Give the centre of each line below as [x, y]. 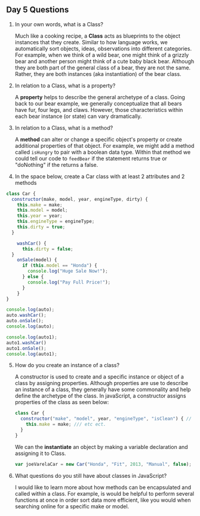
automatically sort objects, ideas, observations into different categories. [103, 48]
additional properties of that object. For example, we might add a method [104, 145]
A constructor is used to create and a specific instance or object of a [99, 377]
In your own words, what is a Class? [59, 24]
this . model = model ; [42, 210]
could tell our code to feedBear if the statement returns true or [91, 158]
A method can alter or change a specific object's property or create [98, 139]
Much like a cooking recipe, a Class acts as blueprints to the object [98, 36]
